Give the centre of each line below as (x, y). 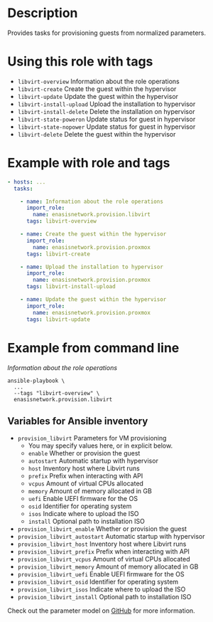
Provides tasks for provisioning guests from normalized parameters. (107, 33)
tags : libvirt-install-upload (71, 287)
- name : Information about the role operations (92, 201)
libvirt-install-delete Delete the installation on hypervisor (106, 111)
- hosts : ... (27, 182)
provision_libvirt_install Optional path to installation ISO (104, 597)
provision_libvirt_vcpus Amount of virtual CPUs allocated (104, 559)
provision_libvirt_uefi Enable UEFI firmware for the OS (101, 574)
